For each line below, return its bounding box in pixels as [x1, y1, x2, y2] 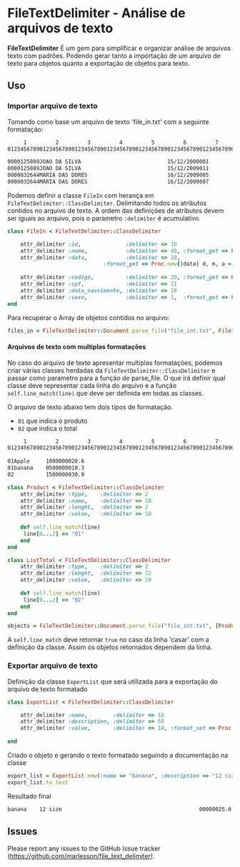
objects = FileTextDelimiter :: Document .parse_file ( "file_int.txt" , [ [7, 623, 219, 630]
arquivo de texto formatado [7, 684, 88, 693]
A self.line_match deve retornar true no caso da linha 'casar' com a [7, 636, 209, 644]
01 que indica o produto [17, 416, 88, 425]
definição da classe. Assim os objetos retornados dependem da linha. [7, 643, 213, 651]
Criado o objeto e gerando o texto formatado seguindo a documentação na [7, 751, 229, 759]
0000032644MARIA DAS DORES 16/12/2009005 [7, 171, 209, 179]
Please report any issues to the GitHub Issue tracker [7, 844, 161, 853]
